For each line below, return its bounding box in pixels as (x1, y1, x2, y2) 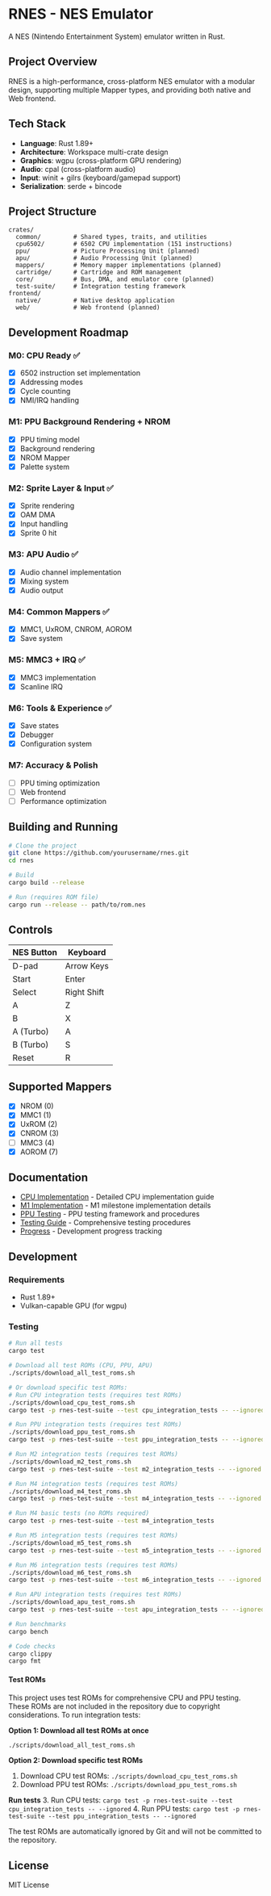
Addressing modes (19, 377, 83, 387)
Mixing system (19, 576, 69, 586)
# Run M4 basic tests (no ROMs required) (8, 1509, 150, 1517)
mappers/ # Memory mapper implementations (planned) (15, 262, 222, 270)
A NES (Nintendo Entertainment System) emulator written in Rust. (8, 31, 226, 41)
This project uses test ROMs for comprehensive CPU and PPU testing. (8, 1693, 241, 1702)
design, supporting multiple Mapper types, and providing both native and (8, 85, 252, 94)
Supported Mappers (8, 1079, 112, 1094)
